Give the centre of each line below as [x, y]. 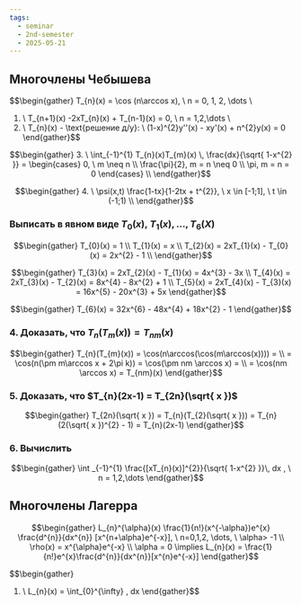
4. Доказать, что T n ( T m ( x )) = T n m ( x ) [92, 333]
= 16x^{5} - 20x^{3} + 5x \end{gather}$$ [151, 291]
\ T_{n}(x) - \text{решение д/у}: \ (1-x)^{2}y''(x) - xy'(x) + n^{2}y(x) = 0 [154, 128]
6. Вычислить [40, 449]
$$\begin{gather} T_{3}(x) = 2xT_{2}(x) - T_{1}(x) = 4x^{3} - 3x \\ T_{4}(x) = [151, 272]
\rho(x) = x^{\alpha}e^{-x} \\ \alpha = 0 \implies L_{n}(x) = [136, 547]
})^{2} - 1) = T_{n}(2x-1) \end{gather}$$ [171, 425]
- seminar [35, 26]
